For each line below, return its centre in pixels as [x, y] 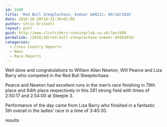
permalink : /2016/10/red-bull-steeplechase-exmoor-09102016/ [70, 38]
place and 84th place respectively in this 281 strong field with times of [77, 91]
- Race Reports [25, 56]
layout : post [19, 28]
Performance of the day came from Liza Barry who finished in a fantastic [80, 106]
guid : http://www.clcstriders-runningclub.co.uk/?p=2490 [66, 33]
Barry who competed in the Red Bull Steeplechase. [57, 76]
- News [16, 51]
